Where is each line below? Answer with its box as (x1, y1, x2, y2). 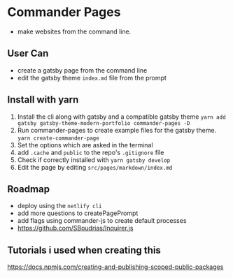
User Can (7, 47, 49, 59)
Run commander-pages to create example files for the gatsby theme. (17, 126, 217, 134)
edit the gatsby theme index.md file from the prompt (17, 73, 167, 82)
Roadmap (7, 183, 50, 195)
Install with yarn (7, 94, 79, 105)
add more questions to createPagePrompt (17, 209, 139, 217)
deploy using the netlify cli (17, 202, 102, 210)
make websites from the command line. (17, 27, 132, 36)
